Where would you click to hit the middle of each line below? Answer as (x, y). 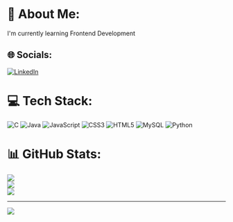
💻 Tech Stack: (50, 101)
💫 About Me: (44, 14)
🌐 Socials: (30, 55)
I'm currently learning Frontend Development (71, 33)
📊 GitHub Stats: (54, 154)
